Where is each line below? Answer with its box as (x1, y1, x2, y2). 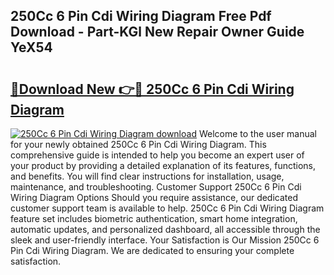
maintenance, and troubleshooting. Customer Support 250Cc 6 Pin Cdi (10, 181, 302, 193)
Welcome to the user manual (198, 128, 318, 139)
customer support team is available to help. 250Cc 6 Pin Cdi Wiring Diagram (10, 202, 325, 214)
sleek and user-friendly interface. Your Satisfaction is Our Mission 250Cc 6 (10, 234, 320, 246)
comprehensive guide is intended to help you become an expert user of (10, 149, 305, 161)
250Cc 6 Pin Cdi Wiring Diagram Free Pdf (10, 8, 272, 25)
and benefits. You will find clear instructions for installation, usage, (10, 170, 285, 182)
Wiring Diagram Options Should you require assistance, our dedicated (10, 192, 298, 203)
